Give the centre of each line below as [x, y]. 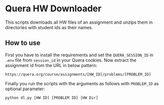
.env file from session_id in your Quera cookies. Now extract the [71, 60]
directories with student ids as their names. [49, 27]
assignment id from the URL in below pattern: [51, 65]
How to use [23, 43]
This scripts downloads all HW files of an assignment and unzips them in [79, 22]
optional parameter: [25, 89]
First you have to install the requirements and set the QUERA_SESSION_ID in [79, 55]
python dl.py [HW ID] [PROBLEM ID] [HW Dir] [52, 98]
